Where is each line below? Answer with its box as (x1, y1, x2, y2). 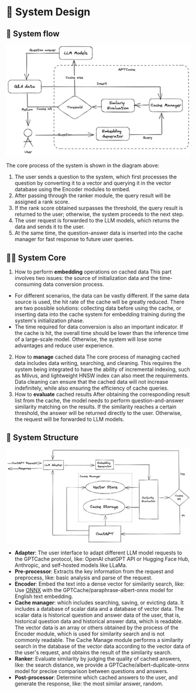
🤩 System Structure (6, 432, 79, 442)
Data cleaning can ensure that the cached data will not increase (14, 378, 169, 385)
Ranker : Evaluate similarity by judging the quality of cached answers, (14, 655, 182, 662)
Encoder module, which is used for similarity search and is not (14, 630, 165, 637)
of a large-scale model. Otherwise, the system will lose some (14, 336, 162, 343)
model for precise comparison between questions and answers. (14, 668, 169, 675)
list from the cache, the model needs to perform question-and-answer (14, 397, 184, 404)
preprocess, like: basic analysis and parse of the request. (14, 574, 153, 582)
